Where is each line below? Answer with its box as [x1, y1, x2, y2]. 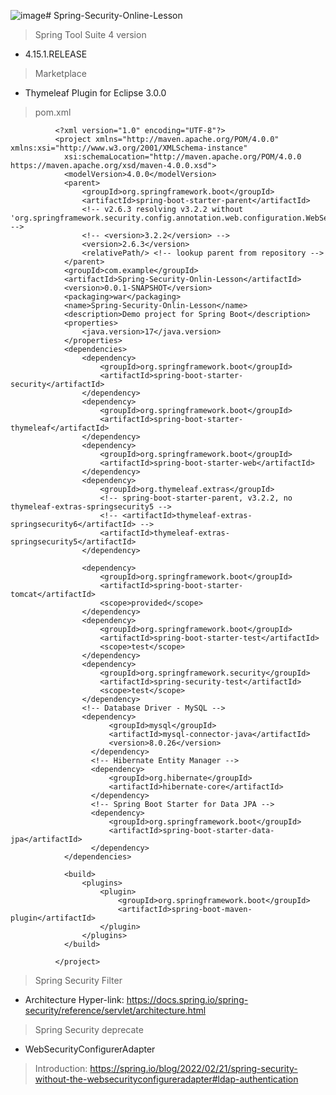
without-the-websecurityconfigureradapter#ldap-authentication [34, 1073, 299, 1085]
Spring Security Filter [34, 975, 123, 986]
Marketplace [34, 68, 87, 79]
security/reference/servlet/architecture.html [24, 1005, 207, 1016]
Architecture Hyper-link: [24, 994, 125, 1005]
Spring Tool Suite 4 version [34, 29, 147, 40]
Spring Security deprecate [34, 1024, 144, 1035]
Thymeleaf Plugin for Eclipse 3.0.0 [24, 87, 167, 99]
